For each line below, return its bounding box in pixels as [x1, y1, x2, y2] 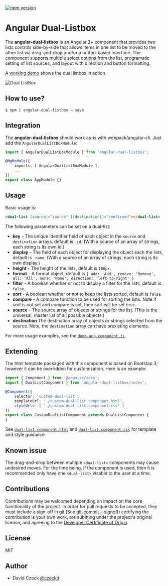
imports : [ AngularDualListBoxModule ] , [14, 163, 100, 168]
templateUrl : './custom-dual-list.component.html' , [14, 398, 124, 404]
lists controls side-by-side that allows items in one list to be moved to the [5, 44, 156, 50]
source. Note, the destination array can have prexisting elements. [12, 323, 149, 329]
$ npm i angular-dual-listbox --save [5, 107, 84, 112]
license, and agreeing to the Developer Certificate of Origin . [5, 519, 129, 525]
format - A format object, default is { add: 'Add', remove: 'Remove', [12, 270, 156, 276]
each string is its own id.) [12, 244, 65, 250]
